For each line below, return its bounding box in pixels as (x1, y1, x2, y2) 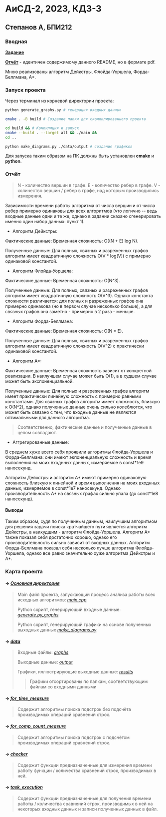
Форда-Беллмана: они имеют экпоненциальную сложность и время (5, 454, 152, 460)
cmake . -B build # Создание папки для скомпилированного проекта (5, 117, 146, 122)
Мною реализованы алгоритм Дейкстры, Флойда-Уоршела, (5, 69, 133, 75)
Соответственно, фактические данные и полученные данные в (17, 424, 152, 430)
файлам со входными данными (29, 684, 97, 690)
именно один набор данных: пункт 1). (5, 218, 85, 224)
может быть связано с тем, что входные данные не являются (5, 409, 137, 415)
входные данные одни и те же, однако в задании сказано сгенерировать (5, 213, 161, 219)
